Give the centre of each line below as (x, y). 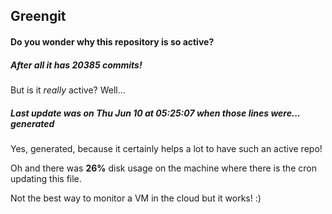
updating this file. (46, 178)
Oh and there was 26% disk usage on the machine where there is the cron (163, 168)
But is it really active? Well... (68, 90)
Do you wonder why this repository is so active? (112, 41)
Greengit (38, 16)
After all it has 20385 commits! (76, 65)
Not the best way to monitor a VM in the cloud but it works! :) (136, 198)
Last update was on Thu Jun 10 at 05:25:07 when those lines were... (155, 113)
